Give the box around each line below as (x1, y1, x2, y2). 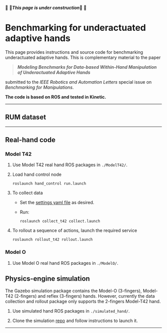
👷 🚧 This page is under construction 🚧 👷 (5, 5, 87, 10)
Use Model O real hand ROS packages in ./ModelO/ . (12, 260, 118, 266)
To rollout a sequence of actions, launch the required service (12, 227, 138, 233)
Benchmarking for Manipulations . (5, 84, 74, 90)
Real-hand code (5, 136, 56, 144)
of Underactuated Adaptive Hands (17, 69, 90, 75)
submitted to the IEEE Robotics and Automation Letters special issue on (5, 79, 152, 85)
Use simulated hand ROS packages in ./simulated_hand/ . (12, 308, 130, 314)
